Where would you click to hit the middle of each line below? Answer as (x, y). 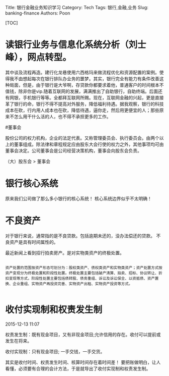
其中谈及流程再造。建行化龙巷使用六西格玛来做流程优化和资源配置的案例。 (82, 72)
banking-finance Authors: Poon (38, 13)
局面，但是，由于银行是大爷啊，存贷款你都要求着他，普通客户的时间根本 (84, 85)
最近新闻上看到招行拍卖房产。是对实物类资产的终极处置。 (65, 253)
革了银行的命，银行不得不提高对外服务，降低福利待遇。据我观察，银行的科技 (84, 104)
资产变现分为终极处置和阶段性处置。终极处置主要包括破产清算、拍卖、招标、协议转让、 (82, 273)
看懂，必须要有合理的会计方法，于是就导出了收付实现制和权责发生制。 (78, 368)
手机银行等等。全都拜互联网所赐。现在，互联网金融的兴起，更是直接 (93, 97)
